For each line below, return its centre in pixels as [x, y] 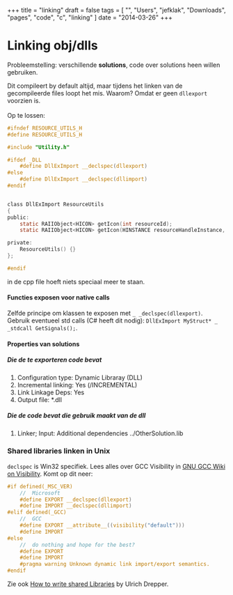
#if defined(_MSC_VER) [40, 486]
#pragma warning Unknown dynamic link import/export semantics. [115, 564]
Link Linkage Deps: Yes [51, 392]
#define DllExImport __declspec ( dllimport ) [84, 179]
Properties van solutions [43, 343]
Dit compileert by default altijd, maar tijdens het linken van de [95, 86]
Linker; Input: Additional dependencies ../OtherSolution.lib [100, 433]
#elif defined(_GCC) [37, 512]
